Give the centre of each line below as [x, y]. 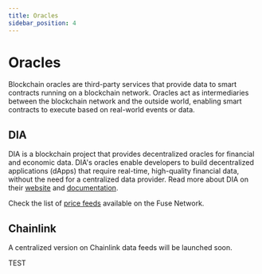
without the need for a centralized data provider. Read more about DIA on [129, 179]
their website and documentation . [63, 188]
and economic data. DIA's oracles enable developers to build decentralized [131, 162]
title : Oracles [33, 16]
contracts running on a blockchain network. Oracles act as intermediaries [129, 93]
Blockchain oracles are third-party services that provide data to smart [123, 84]
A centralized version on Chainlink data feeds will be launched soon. [120, 248]
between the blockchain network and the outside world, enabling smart [125, 101]
